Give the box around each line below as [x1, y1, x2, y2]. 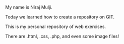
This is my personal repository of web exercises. [5, 23, 106, 29]
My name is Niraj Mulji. [5, 4, 53, 10]
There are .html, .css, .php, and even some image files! [5, 33, 119, 39]
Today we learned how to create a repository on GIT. [5, 14, 115, 19]
